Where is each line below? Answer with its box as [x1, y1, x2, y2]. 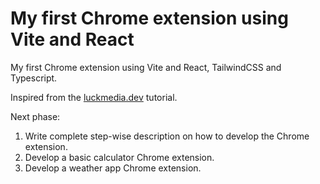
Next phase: [10, 110, 61, 122]
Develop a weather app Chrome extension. [24, 162, 202, 174]
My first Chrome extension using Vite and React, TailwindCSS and [10, 61, 282, 73]
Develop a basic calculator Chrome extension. [24, 151, 215, 163]
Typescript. [10, 72, 58, 84]
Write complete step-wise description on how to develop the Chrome [24, 130, 310, 142]
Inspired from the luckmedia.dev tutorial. [10, 91, 178, 103]
